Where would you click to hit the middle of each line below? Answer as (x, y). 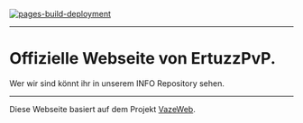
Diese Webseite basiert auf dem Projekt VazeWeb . (102, 109)
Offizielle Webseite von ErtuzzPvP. (143, 59)
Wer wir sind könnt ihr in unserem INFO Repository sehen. (117, 83)
